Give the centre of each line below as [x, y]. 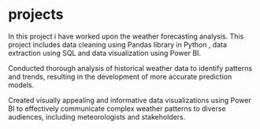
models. [21, 85]
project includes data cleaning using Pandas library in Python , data [117, 44]
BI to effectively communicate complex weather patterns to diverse [117, 109]
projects [36, 15]
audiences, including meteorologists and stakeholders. [97, 116]
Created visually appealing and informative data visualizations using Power [130, 100]
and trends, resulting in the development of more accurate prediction [120, 76]
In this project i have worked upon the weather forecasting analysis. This [126, 36]
